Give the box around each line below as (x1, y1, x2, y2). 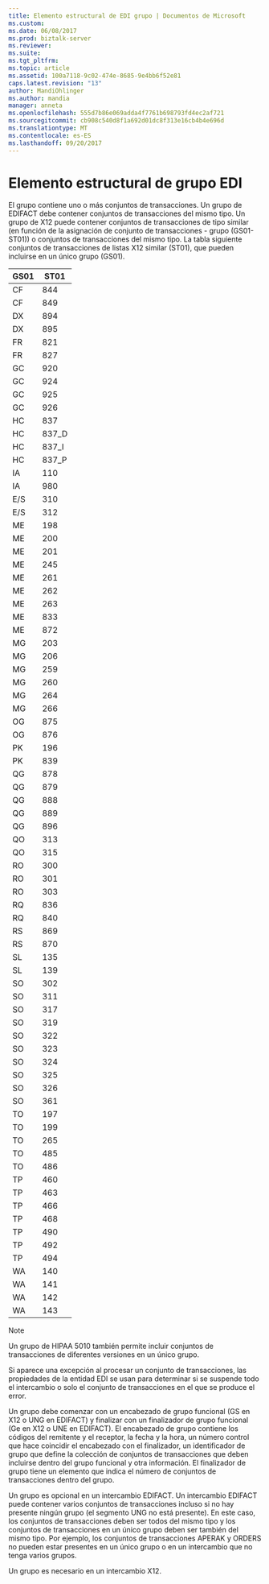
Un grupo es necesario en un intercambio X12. (8, 1566, 162, 1576)
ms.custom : (8, 19, 45, 27)
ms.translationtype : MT (8, 124, 88, 132)
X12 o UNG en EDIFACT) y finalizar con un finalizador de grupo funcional (8, 1415, 249, 1425)
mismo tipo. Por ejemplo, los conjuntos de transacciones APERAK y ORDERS (8, 1533, 262, 1543)
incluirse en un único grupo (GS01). (8, 251, 125, 262)
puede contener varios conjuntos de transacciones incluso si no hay (8, 1499, 234, 1509)
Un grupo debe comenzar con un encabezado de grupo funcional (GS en (8, 1407, 251, 1417)
